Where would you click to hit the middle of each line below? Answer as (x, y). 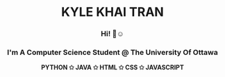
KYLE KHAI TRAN (112, 12)
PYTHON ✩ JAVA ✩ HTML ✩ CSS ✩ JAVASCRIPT (112, 67)
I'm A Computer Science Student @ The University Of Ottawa (112, 53)
